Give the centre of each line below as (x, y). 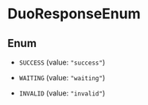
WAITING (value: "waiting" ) (62, 78)
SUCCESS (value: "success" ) (62, 62)
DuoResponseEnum (74, 14)
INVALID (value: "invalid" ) (62, 93)
